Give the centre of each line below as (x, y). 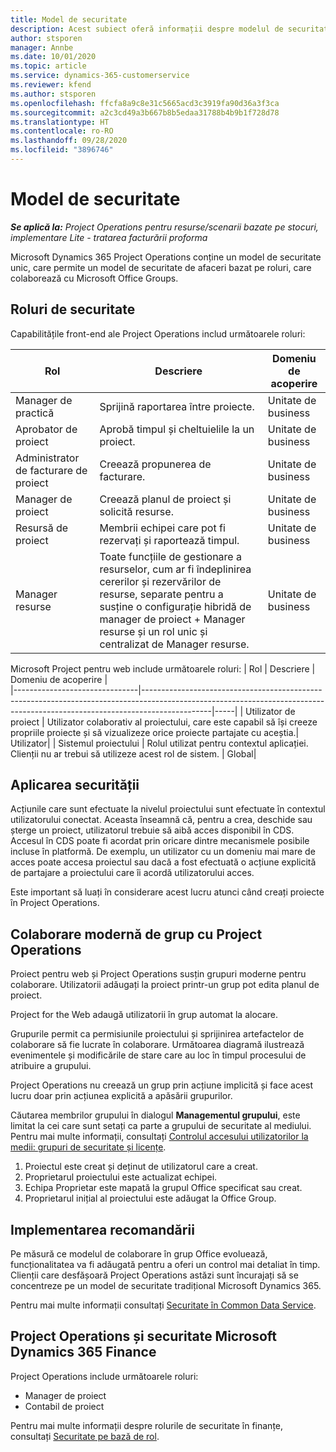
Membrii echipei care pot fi (162, 528)
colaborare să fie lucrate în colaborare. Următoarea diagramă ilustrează (157, 1045)
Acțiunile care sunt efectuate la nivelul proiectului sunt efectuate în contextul (168, 809)
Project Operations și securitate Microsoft (143, 1336)
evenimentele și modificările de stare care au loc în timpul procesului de (158, 1055)
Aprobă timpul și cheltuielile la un (177, 429)
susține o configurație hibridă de (175, 606)
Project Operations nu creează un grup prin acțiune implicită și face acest (162, 1085)
